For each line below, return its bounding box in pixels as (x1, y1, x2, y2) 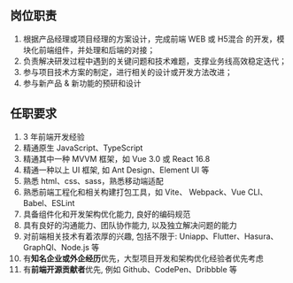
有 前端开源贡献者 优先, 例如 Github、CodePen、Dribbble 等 (22, 264, 238, 274)
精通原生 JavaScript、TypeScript (22, 142, 143, 153)
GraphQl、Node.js (22, 241, 89, 252)
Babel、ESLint (22, 197, 75, 208)
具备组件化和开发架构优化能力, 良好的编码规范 (22, 209, 191, 219)
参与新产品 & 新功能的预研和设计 (22, 78, 142, 88)
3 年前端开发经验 (22, 131, 85, 141)
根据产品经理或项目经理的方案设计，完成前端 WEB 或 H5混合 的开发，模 (22, 34, 285, 44)
